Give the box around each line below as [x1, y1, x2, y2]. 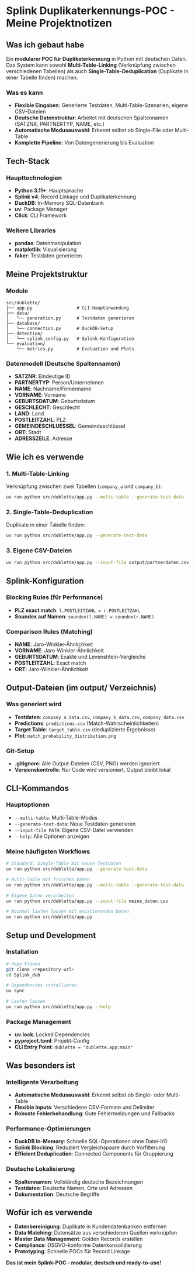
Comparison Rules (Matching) [6, 627, 93, 635]
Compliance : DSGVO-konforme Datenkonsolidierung [14, 1242, 142, 1249]
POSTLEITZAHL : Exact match [14, 659, 86, 666]
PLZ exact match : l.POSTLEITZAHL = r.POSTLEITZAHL [14, 607, 141, 614]
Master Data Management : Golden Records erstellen [14, 1236, 143, 1243]
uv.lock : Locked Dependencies [14, 1031, 90, 1038]
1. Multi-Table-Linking [6, 469, 69, 477]
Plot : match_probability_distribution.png [14, 732, 117, 739]
